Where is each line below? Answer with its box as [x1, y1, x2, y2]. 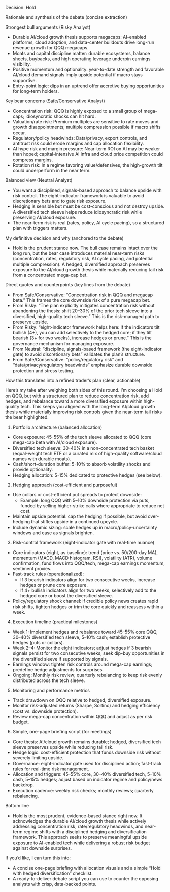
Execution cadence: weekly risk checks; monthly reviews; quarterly [12, 788, 154, 793]
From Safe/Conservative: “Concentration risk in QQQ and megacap [12, 292, 153, 298]
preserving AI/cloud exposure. [12, 214, 77, 220]
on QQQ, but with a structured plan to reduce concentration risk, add [5, 392, 149, 399]
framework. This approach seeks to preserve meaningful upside [12, 834, 147, 840]
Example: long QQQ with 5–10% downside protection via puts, [20, 497, 150, 503]
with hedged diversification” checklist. [12, 870, 93, 876]
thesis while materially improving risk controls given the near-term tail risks [5, 409, 162, 415]
